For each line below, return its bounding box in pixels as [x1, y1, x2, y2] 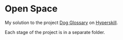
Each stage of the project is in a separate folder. [5, 29, 105, 35]
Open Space [5, 3, 58, 14]
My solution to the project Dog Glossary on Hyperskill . [5, 19, 118, 25]
